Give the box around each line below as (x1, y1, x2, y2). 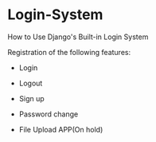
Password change (18, 109, 79, 119)
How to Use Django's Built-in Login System (7, 32, 149, 41)
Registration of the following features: (7, 47, 131, 57)
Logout (18, 78, 43, 88)
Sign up (18, 93, 45, 103)
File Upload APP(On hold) (18, 124, 103, 134)
